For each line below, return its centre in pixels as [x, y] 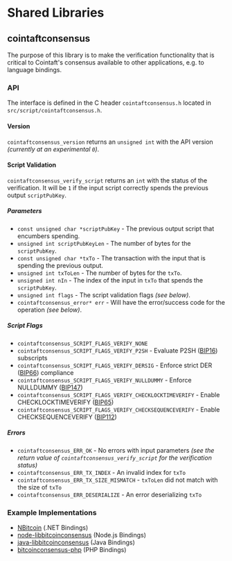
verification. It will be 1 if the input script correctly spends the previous [108, 187]
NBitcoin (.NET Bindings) [53, 527]
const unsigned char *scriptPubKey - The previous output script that [116, 228]
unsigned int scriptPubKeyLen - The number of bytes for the [104, 243]
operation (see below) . [49, 310]
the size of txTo [39, 487]
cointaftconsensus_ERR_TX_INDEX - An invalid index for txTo [101, 472]
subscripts [32, 358]
